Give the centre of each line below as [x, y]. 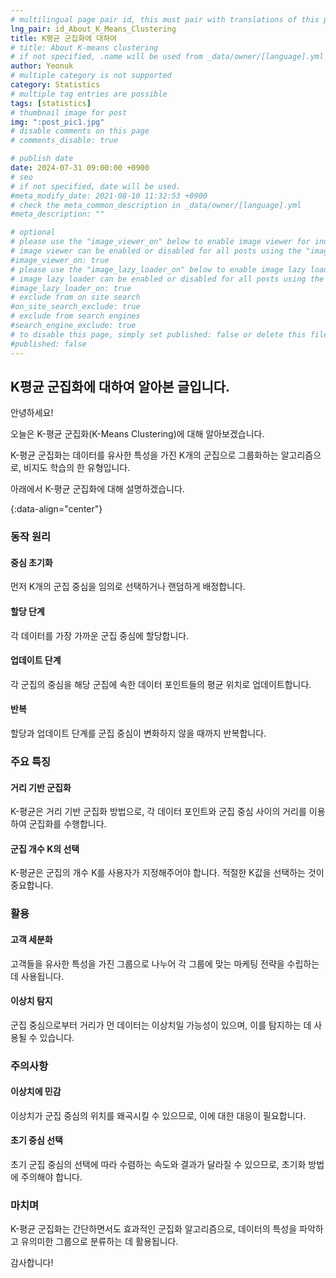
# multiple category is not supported [91, 76]
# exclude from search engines [75, 316]
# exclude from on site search [75, 297]
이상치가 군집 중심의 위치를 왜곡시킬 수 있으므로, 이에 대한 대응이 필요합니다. [158, 1115]
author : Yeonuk [42, 66]
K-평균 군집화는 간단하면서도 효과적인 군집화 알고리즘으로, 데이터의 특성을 [154, 1229]
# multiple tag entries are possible [89, 94]
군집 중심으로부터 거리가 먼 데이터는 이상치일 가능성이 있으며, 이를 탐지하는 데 [161, 1025]
